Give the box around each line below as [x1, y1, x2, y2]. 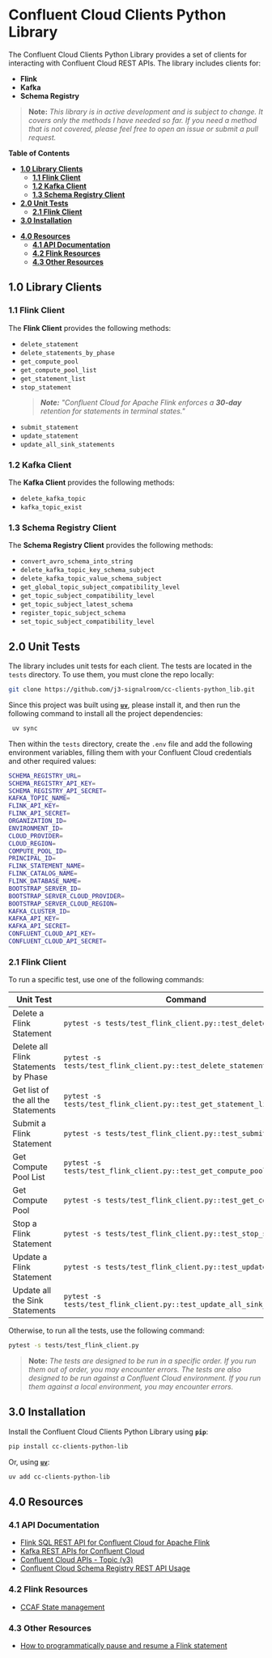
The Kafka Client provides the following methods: [8, 477, 176, 487]
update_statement [19, 431, 79, 440]
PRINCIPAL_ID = [8, 854, 57, 863]
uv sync [11, 724, 38, 732]
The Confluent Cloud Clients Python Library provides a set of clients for [8, 49, 247, 59]
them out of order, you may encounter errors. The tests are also [28, 1365, 241, 1375]
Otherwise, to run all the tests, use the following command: [8, 1325, 205, 1336]
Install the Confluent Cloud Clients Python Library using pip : [8, 1427, 209, 1436]
